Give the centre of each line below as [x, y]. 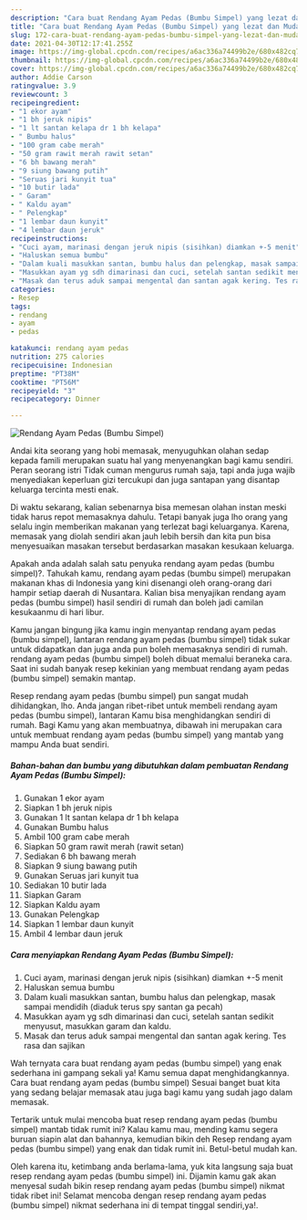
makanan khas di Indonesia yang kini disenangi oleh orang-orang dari [141, 583]
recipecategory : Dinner [56, 399]
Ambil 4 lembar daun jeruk [73, 934]
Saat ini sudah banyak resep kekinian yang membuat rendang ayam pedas [150, 669]
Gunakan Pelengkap [61, 914]
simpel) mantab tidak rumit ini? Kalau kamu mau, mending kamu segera [144, 1130]
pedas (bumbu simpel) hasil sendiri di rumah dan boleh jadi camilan [137, 602]
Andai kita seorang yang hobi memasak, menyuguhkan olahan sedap [140, 451]
